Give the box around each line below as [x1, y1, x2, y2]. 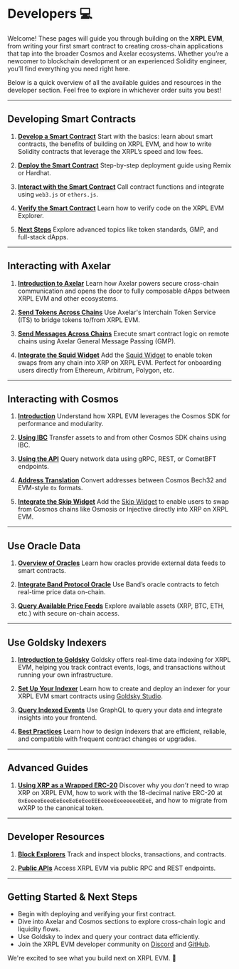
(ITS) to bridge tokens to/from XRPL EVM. [17, 315, 140, 324]
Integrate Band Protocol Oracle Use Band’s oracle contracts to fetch [17, 580, 219, 589]
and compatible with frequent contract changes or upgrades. [17, 735, 197, 743]
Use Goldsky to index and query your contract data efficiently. [17, 933, 201, 941]
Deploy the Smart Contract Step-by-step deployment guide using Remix [17, 161, 231, 170]
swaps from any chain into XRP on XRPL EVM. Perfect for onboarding [17, 358, 222, 367]
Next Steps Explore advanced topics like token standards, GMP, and [17, 225, 218, 234]
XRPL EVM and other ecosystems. [17, 294, 119, 303]
